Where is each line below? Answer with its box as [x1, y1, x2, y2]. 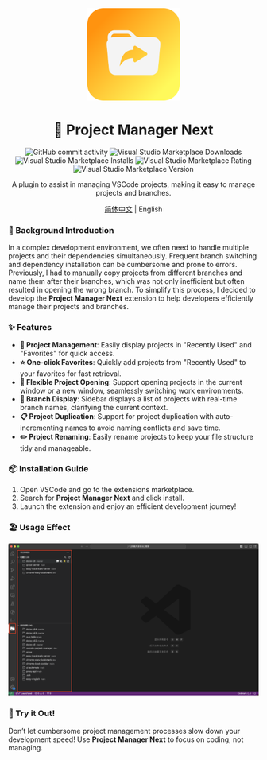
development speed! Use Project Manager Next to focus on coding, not [8, 735, 244, 744]
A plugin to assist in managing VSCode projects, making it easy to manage [11, 179, 256, 189]
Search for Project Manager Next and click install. [19, 493, 185, 502]
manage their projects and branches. [8, 302, 130, 312]
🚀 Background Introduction [8, 224, 114, 235]
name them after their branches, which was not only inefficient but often [8, 277, 245, 286]
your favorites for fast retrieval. [19, 369, 122, 378]
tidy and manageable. [19, 443, 91, 452]
